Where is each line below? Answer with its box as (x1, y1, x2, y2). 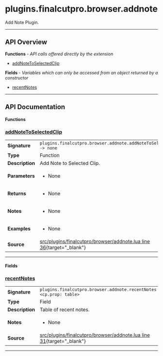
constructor (5, 75, 29, 81)
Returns (7, 190, 27, 197)
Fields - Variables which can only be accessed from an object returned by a (5, 69, 158, 76)
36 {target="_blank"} (39, 244, 86, 251)
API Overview (5, 38, 48, 47)
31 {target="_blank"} (39, 338, 86, 344)
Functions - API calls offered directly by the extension (5, 51, 114, 57)
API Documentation (5, 103, 65, 111)
